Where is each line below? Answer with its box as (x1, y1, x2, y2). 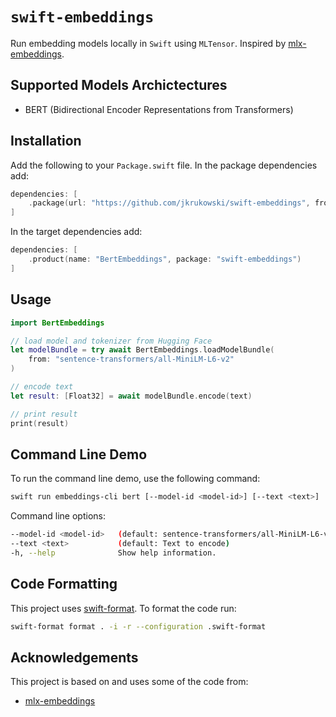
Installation (10, 133, 82, 150)
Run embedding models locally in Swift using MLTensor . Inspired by (10, 37, 287, 49)
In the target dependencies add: (10, 226, 143, 238)
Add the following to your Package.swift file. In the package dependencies (10, 159, 318, 171)
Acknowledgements (10, 649, 139, 666)
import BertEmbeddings (10, 318, 105, 328)
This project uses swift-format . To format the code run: (10, 602, 237, 614)
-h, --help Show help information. (10, 548, 217, 558)
